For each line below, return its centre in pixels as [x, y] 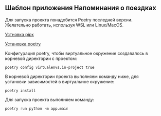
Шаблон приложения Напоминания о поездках [81, 8]
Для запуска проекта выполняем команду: [50, 99]
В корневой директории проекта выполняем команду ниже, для [72, 76]
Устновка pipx [19, 34]
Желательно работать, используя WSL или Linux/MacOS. [64, 25]
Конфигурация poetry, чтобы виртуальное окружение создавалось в [77, 53]
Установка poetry [23, 44]
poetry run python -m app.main [37, 108]
